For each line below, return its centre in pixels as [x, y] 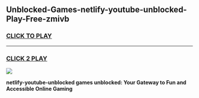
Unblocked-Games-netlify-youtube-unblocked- [97, 10]
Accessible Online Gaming [39, 88]
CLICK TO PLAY [29, 36]
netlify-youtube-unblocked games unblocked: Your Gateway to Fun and [96, 82]
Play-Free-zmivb [38, 19]
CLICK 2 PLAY [27, 58]
